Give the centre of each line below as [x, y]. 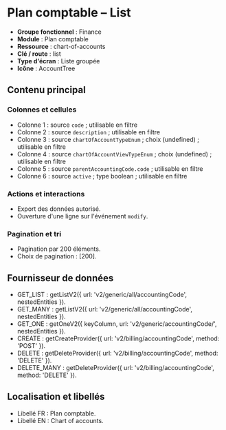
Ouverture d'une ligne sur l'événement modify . [82, 216]
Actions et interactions [46, 194]
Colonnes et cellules [42, 110]
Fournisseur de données [60, 278]
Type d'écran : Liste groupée [58, 61]
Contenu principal [46, 90]
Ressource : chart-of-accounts [61, 46]
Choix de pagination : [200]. [57, 256]
